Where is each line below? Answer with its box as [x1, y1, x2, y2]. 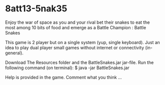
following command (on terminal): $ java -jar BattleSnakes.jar [5, 65, 129, 71]
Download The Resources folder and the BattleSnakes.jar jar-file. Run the [5, 59, 154, 65]
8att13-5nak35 [5, 3, 68, 14]
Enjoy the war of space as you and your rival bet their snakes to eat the [5, 19, 150, 25]
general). [5, 50, 24, 56]
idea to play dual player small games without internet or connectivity [5, 44, 144, 50]
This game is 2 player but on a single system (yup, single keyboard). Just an [5, 39, 161, 45]
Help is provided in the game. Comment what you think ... [5, 74, 122, 80]
